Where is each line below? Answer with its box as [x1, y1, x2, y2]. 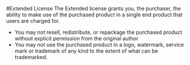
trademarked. [14, 54, 48, 60]
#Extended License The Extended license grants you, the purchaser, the [6, 5, 181, 12]
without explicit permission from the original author [14, 35, 139, 42]
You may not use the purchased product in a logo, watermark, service [14, 41, 184, 48]
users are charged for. [6, 18, 60, 24]
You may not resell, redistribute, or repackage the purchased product [14, 29, 182, 36]
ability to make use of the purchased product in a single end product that [6, 11, 183, 18]
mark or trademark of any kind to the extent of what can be [14, 47, 158, 54]
